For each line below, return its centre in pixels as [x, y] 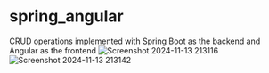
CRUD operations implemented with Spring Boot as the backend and [135, 41]
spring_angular [66, 16]
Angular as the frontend [53, 50]
